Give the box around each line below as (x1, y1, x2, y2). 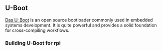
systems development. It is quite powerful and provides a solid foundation (5, 22, 157, 28)
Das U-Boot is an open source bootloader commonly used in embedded (5, 17, 153, 23)
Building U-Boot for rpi (5, 39, 61, 46)
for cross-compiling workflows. (5, 27, 70, 33)
